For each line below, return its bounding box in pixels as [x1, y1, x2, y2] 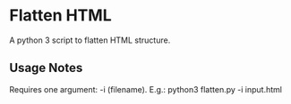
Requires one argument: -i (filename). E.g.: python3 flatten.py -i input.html [9, 84, 282, 94]
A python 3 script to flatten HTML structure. [9, 35, 171, 45]
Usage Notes [9, 60, 83, 76]
